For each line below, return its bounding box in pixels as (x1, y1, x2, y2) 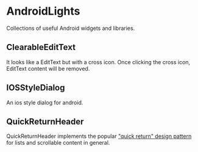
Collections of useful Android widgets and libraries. (6, 24, 135, 32)
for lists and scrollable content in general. (6, 139, 110, 147)
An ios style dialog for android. (6, 99, 83, 106)
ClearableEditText (6, 42, 76, 52)
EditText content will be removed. (6, 65, 90, 72)
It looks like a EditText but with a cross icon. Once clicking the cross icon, (6, 58, 191, 65)
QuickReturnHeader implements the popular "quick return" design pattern (6, 132, 192, 140)
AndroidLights (6, 4, 80, 18)
